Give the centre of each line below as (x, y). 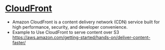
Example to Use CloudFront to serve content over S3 (66, 32)
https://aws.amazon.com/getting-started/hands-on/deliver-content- (81, 37)
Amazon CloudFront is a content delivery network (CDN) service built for (86, 22)
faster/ (19, 42)
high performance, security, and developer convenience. (70, 27)
